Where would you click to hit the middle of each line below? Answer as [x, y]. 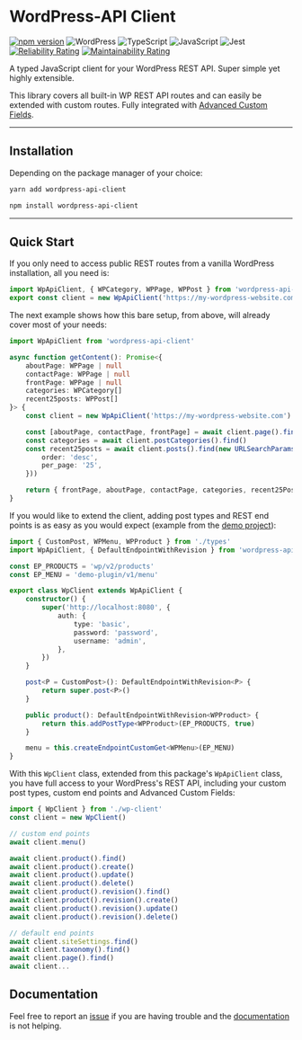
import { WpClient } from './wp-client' [86, 809]
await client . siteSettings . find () [74, 941]
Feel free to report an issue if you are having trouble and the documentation [150, 1016]
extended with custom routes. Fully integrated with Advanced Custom [138, 104]
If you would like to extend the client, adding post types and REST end [139, 515]
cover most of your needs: [58, 324]
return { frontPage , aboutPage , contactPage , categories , [136, 490]
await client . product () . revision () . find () [90, 892]
